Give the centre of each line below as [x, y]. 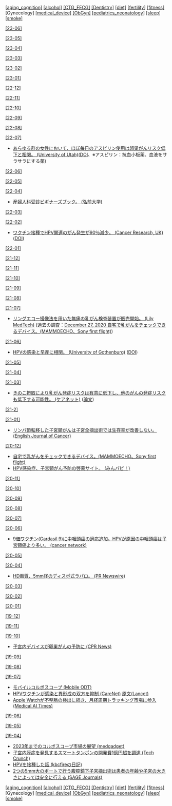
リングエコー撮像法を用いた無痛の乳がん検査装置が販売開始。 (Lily [83, 318]
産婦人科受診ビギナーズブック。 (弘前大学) [58, 202]
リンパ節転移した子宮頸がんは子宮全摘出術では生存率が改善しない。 [85, 430]
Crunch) [22, 758]
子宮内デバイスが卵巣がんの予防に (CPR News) [62, 646]
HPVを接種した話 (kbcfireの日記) [47, 764]
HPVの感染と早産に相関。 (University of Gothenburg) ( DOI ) [75, 352]
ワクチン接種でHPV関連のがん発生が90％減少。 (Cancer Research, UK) [88, 232]
